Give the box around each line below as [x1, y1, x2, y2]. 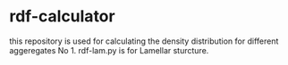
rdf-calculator [9, 6, 115, 27]
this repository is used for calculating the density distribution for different [9, 36, 279, 46]
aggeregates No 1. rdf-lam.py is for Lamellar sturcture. [9, 45, 209, 55]
